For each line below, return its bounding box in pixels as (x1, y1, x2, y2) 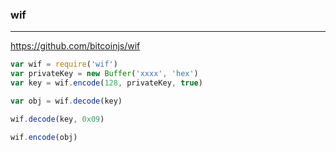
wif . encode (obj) (10, 132, 78, 142)
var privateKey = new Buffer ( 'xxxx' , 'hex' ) (10, 69, 199, 79)
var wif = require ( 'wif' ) (10, 59, 118, 70)
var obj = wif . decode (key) (10, 96, 123, 106)
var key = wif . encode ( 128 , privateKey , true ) (10, 78, 203, 88)
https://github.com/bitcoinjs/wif (10, 40, 141, 52)
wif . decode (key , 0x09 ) (10, 114, 105, 124)
